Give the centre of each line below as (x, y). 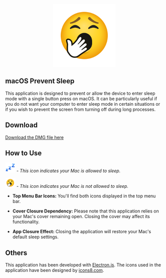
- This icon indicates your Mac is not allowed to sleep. (72, 186)
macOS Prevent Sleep (40, 81)
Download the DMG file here (35, 137)
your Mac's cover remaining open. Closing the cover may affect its (81, 217)
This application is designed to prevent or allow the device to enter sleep (80, 93)
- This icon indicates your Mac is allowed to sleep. (68, 171)
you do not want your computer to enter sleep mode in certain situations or (83, 104)
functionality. (26, 222)
